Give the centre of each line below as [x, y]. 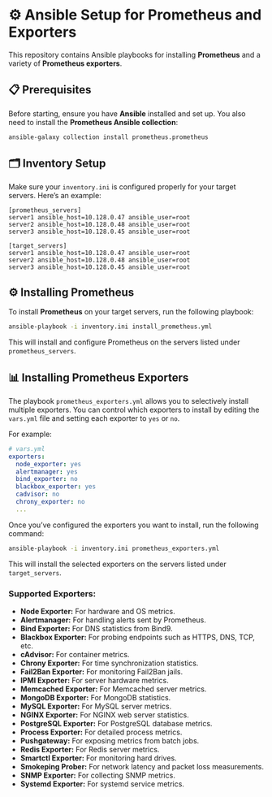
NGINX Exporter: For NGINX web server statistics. [104, 715]
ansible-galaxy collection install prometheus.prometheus [108, 137]
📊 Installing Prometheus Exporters [99, 377]
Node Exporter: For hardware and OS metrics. [98, 611]
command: [26, 533]
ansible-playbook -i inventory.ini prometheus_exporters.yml [114, 548]
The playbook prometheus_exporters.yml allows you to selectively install [129, 401]
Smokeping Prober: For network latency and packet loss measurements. [142, 766]
